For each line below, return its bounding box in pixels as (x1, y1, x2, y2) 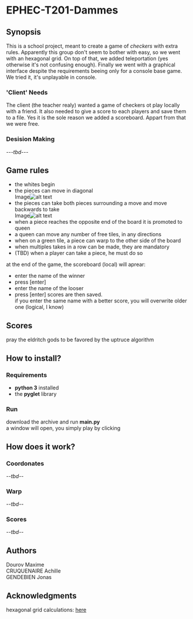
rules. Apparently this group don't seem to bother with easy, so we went (6, 49, 181, 56)
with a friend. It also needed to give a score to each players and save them (6, 108, 187, 115)
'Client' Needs (6, 88, 48, 96)
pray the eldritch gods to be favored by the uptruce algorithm (6, 336, 154, 344)
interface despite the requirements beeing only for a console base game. (6, 68, 182, 74)
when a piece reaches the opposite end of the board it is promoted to (14, 218, 183, 226)
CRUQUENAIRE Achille (6, 567, 61, 574)
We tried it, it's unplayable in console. (6, 74, 97, 80)
